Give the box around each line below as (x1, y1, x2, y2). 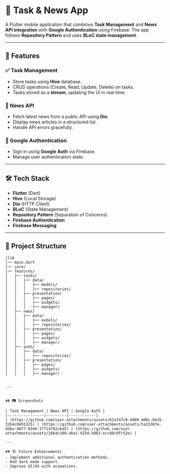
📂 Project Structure (5, 242, 67, 250)
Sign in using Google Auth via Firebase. (12, 148, 96, 154)
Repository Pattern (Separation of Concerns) (12, 212, 108, 218)
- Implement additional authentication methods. (5, 455, 110, 460)
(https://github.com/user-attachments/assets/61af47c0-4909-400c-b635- (10, 417, 164, 422)
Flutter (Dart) (12, 190, 40, 196)
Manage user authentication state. (12, 154, 84, 160)
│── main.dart (5, 260, 35, 265)
